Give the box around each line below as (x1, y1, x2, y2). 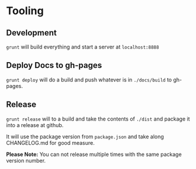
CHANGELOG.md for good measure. (6, 139, 95, 146)
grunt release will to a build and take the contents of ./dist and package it (6, 115, 191, 122)
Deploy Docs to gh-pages (6, 60, 102, 70)
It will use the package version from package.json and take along (6, 133, 164, 140)
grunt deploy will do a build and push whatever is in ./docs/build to (6, 76, 172, 83)
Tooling (6, 4, 44, 18)
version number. (6, 157, 46, 164)
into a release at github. (6, 121, 64, 128)
